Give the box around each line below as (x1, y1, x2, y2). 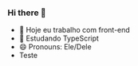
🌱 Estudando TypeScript (18, 33, 99, 43)
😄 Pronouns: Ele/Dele (18, 42, 93, 52)
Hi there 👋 (7, 7, 47, 18)
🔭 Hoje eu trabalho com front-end (18, 25, 131, 35)
